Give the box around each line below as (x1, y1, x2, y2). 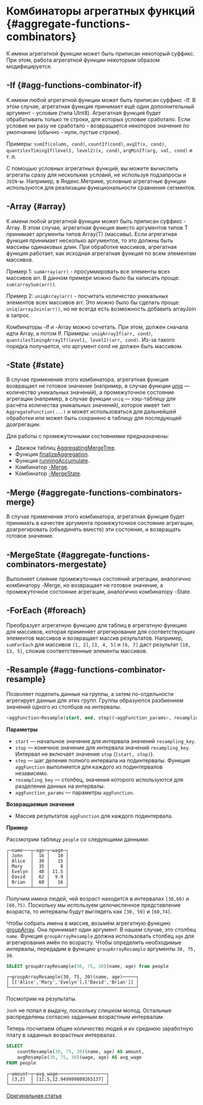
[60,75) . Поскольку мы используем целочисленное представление (6, 901, 181, 909)
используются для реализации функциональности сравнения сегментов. (6, 184, 196, 191)
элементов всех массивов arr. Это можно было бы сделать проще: (6, 298, 180, 306)
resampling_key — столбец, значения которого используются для (14, 776, 184, 783)
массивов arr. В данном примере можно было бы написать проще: (6, 274, 180, 282)
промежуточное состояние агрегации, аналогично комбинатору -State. (6, 588, 192, 595)
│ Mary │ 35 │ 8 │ (6, 863, 69, 869)
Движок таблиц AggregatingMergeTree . (14, 444, 117, 451)
